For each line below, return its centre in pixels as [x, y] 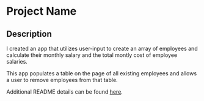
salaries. [17, 62]
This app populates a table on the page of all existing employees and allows [102, 73]
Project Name [42, 11]
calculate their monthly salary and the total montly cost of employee [92, 55]
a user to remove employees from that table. [62, 80]
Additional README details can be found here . [65, 92]
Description [29, 34]
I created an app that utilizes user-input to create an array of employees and [102, 48]
